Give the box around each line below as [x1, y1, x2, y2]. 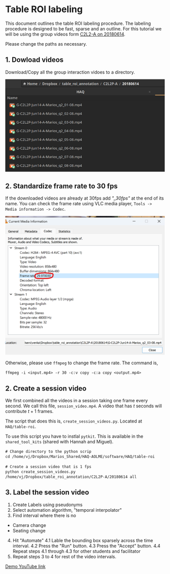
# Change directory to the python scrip [5, 449, 92, 454]
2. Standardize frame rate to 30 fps [5, 181, 118, 190]
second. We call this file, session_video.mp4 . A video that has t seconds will [5, 403, 162, 409]
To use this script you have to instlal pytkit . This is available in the [5, 433, 144, 439]
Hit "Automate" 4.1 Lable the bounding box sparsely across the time [12, 537, 153, 543]
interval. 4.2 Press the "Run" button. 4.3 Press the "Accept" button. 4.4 [12, 543, 161, 549]
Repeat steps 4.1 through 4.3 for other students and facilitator [12, 548, 141, 554]
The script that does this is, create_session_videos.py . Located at [5, 418, 143, 424]
